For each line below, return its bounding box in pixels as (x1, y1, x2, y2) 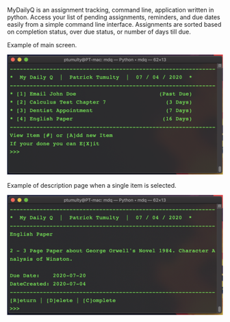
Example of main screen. (7, 41, 77, 49)
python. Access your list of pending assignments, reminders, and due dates (7, 13, 220, 21)
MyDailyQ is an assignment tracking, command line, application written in (7, 6, 214, 14)
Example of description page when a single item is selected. (7, 181, 177, 189)
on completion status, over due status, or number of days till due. (7, 27, 192, 36)
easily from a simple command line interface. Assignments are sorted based (7, 21, 222, 28)
